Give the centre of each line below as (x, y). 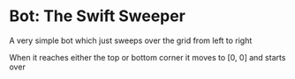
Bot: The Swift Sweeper (97, 16)
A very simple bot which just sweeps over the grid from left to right (131, 40)
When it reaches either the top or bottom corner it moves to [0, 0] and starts (147, 57)
